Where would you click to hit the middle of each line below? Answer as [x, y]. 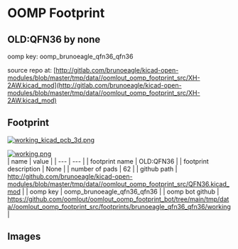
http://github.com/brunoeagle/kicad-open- [70, 176]
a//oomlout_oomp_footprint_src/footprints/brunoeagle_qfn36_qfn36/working [119, 206]
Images [24, 237]
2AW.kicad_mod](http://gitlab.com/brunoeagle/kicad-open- [95, 85]
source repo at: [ [32, 70]
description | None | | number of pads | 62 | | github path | [92, 169]
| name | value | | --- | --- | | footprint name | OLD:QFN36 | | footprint [108, 161]
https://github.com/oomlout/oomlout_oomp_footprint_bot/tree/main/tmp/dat [118, 199]
